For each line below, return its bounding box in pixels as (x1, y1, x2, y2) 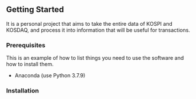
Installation (6, 87, 40, 95)
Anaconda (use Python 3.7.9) (14, 72, 86, 79)
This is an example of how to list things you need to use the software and (6, 54, 184, 62)
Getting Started (6, 5, 64, 15)
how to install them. (6, 61, 54, 68)
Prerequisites (6, 41, 45, 49)
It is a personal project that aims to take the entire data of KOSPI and (6, 20, 173, 27)
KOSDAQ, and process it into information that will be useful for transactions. (6, 26, 191, 33)
